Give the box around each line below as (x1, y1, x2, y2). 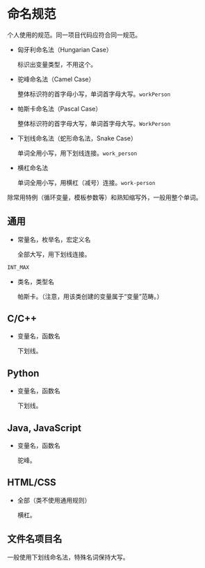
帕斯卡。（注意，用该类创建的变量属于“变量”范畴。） (17, 292, 163, 300)
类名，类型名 (17, 277, 54, 286)
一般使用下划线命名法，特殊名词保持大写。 (7, 553, 129, 561)
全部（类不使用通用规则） (17, 496, 91, 504)
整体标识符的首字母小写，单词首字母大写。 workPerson (17, 90, 171, 98)
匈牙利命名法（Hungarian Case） (17, 45, 113, 54)
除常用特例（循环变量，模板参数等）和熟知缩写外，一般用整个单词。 (7, 193, 202, 202)
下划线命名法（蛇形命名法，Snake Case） (17, 133, 138, 143)
